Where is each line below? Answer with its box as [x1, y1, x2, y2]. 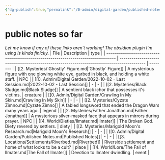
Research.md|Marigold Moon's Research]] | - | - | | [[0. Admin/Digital [5, 128, 145, 134]
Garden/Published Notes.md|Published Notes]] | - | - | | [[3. [5, 133, 125, 139]
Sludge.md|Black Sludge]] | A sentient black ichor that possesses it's [5, 87, 145, 93]
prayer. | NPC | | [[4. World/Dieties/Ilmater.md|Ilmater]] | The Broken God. [5, 118, 154, 124]
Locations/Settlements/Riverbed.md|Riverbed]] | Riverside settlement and [5, 139, 155, 145]
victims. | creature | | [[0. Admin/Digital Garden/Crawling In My [5, 92, 132, 97]
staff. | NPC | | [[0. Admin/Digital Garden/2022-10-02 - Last [5, 76, 125, 82]
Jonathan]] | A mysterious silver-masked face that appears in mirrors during [5, 113, 159, 119]
